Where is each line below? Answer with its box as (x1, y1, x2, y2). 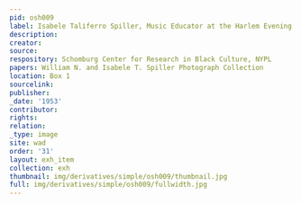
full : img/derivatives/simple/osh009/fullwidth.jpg (9, 181, 207, 190)
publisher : (9, 88, 50, 97)
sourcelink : (9, 80, 54, 89)
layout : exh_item (9, 154, 75, 164)
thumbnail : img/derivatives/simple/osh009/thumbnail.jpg (9, 172, 228, 181)
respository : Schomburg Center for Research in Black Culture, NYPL (9, 55, 272, 64)
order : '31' (9, 146, 54, 155)
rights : (9, 113, 39, 122)
